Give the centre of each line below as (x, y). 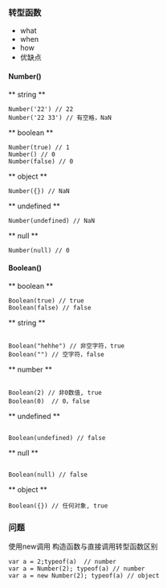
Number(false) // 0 (41, 161)
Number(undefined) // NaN (51, 220)
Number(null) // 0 (39, 250)
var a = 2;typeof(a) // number (62, 561)
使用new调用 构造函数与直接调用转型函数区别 (83, 546)
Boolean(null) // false (48, 475)
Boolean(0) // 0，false (49, 401)
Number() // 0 (32, 154)
